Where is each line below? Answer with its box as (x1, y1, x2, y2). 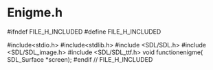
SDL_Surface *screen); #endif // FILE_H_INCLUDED (7, 55, 153, 63)
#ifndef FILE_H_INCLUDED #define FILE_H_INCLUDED (7, 27, 161, 36)
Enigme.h (7, 5, 63, 21)
